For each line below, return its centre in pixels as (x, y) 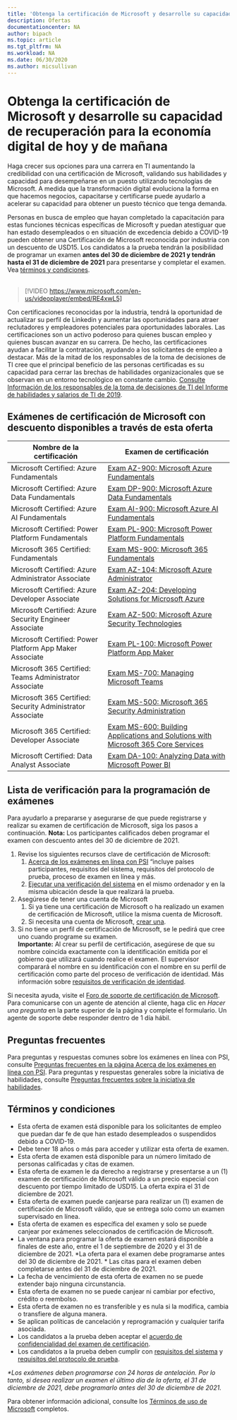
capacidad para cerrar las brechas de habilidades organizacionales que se (116, 372)
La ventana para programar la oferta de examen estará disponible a (115, 1239)
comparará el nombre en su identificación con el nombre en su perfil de (122, 967)
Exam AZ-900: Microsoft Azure (160, 468)
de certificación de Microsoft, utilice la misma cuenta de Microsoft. (125, 914)
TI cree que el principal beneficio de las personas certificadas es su (106, 364)
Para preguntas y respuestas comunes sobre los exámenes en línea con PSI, (119, 1057)
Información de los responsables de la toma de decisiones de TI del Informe (118, 387)
